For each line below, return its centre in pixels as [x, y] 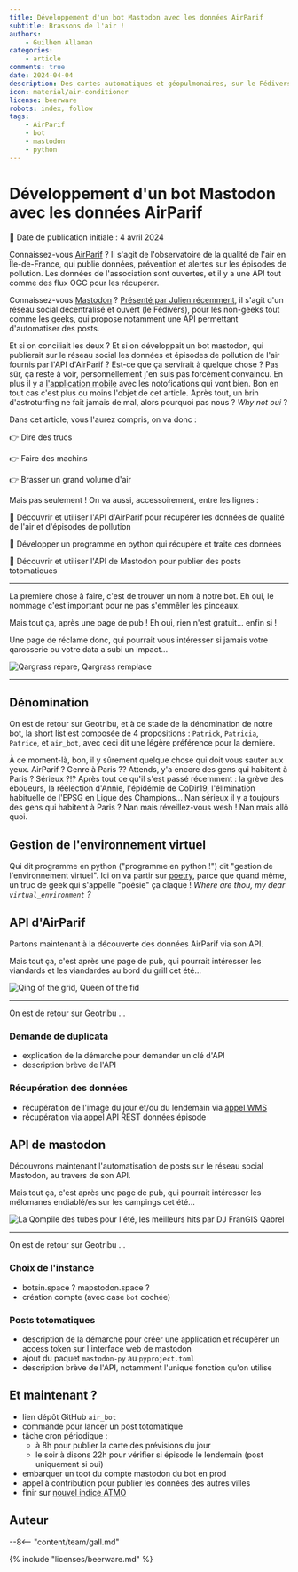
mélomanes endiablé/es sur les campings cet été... [102, 1202]
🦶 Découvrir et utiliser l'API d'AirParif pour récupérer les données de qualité [147, 517]
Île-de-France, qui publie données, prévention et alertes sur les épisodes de [148, 264]
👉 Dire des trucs [41, 437]
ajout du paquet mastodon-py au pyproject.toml [108, 1358]
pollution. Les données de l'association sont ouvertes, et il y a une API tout [145, 273]
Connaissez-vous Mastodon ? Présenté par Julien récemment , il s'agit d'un [146, 299]
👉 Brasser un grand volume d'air [70, 479]
